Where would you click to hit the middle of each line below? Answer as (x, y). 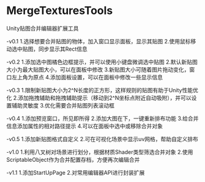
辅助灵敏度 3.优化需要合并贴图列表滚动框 (63, 105)
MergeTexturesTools (60, 11)
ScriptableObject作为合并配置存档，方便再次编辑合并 (73, 159)
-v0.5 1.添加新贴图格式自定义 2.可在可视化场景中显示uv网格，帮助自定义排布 (102, 139)
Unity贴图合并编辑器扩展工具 (43, 28)
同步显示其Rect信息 (63, 49)
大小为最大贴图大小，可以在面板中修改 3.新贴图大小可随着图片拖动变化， (98, 69)
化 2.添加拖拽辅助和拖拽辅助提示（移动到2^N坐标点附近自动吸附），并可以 (99, 98)
